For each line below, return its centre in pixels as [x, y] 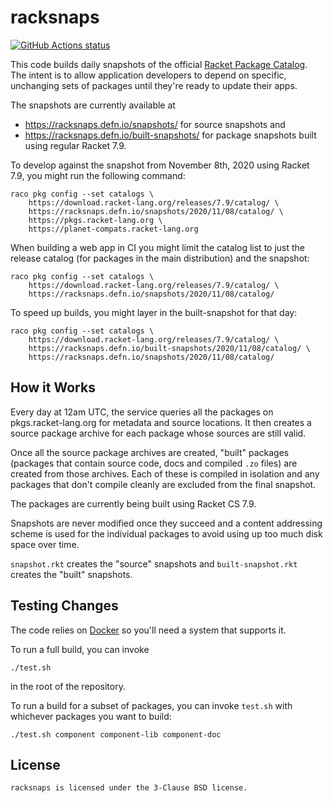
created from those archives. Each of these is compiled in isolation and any [165, 473]
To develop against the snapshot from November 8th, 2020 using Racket [160, 165]
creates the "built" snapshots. [71, 574]
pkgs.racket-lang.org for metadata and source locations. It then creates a [161, 422]
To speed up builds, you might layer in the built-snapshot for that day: [154, 312]
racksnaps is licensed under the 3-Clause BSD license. [129, 788]
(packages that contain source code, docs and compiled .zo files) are [154, 463]
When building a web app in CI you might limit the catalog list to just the [158, 247]
